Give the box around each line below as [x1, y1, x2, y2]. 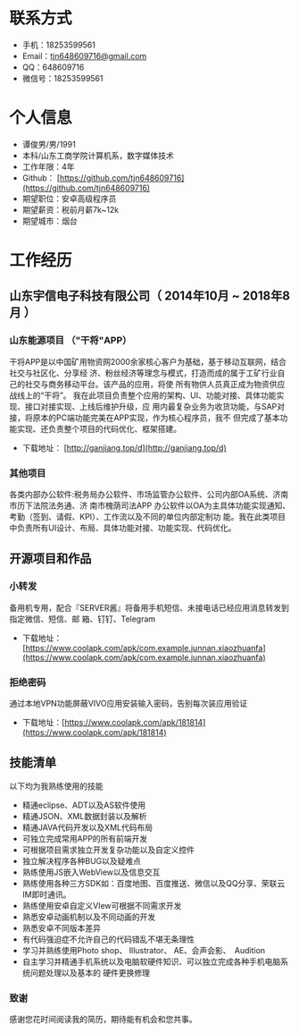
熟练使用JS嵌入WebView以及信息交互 [21, 867, 161, 877]
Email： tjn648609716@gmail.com [21, 50, 147, 61]
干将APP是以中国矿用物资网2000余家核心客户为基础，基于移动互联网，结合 [9, 356, 287, 367]
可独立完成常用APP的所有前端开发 [21, 833, 148, 843]
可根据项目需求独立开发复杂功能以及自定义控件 [21, 844, 195, 855]
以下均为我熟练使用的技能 [9, 780, 104, 792]
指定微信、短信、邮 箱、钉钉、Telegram [9, 614, 156, 624]
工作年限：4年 [21, 161, 75, 172]
